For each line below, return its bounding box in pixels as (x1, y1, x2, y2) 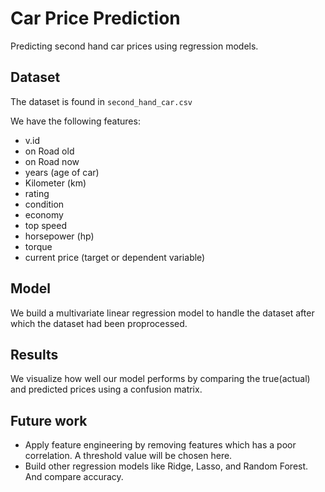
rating (24, 187, 50, 199)
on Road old (24, 145, 75, 157)
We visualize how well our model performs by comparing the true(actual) (10, 373, 311, 385)
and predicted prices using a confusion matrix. (10, 383, 203, 396)
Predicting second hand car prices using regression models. (10, 40, 259, 52)
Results (10, 346, 59, 363)
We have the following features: (10, 115, 141, 127)
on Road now (24, 155, 80, 167)
